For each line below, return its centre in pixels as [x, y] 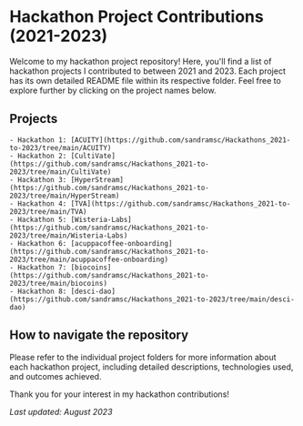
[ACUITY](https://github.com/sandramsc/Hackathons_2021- [181, 140]
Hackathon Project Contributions [136, 17]
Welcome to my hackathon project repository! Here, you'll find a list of [141, 61]
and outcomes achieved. [56, 376]
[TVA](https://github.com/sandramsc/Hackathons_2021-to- [181, 203]
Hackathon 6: [42, 243]
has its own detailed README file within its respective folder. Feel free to [146, 80]
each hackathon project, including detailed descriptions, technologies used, [151, 367]
